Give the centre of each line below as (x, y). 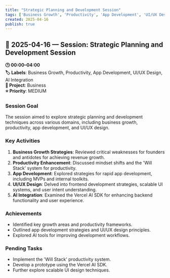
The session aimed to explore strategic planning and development (74, 117)
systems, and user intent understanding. (55, 189)
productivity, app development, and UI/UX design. (57, 128)
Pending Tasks (24, 248)
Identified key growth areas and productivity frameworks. (72, 224)
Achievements (24, 213)
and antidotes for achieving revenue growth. (59, 157)
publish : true (20, 24)
